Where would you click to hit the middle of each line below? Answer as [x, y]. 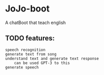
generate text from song [31, 54]
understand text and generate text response [52, 58]
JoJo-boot [27, 9]
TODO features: [30, 38]
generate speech [22, 67]
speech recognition [25, 50]
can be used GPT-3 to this [42, 63]
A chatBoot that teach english [36, 22]
